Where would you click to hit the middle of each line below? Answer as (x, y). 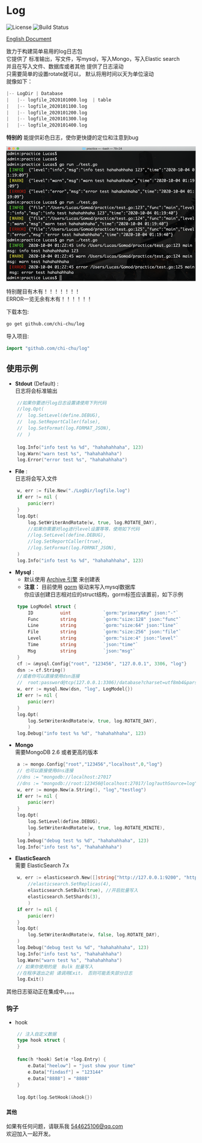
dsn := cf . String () (41, 670)
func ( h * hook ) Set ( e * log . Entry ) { (62, 1060)
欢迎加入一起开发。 (30, 1134)
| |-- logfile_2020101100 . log (47, 106)
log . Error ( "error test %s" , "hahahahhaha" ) (72, 460)
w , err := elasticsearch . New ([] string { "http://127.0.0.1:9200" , (99, 878)
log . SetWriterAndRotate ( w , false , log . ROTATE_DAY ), (94, 935)
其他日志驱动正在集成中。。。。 (42, 992)
